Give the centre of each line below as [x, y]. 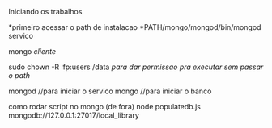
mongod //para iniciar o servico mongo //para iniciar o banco [110, 91]
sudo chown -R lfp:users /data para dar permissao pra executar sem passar [136, 67]
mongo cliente [32, 51]
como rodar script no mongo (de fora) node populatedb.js [104, 107]
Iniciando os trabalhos [45, 12]
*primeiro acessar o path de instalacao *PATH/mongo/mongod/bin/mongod [135, 27]
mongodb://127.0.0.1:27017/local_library [74, 115]
